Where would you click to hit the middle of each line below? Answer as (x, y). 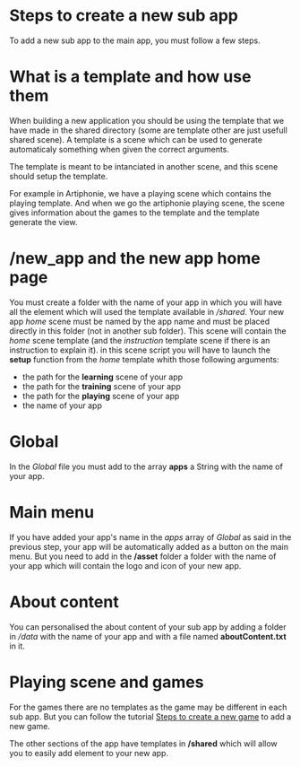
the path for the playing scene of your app (101, 396)
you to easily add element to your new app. (89, 753)
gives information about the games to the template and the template (134, 213)
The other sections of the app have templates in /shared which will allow (143, 743)
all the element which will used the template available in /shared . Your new (147, 311)
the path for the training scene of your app (101, 386)
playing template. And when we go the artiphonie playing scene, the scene (147, 203)
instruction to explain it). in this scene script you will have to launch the (140, 350)
